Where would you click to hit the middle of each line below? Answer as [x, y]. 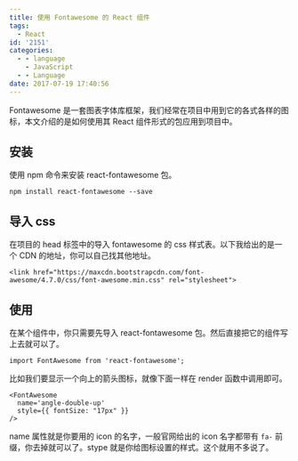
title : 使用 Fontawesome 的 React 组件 [80, 17]
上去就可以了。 [36, 344]
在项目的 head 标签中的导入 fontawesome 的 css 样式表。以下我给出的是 [142, 245]
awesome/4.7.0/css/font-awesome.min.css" [87, 280]
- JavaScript [49, 68]
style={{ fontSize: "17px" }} [73, 411]
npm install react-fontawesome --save [81, 192]
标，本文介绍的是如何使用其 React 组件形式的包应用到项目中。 [123, 121]
